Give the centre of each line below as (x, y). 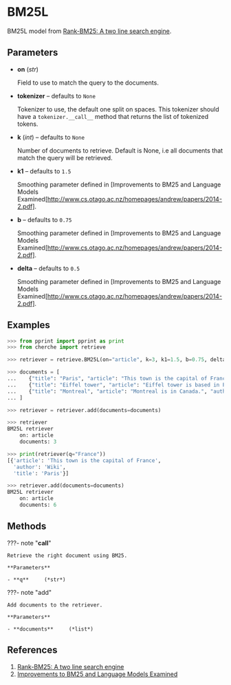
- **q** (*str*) (37, 579)
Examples (29, 325)
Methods (27, 526)
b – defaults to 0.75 (44, 219)
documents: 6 (38, 505)
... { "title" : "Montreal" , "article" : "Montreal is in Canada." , (107, 391)
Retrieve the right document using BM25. (67, 555)
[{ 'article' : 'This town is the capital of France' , (84, 460)
